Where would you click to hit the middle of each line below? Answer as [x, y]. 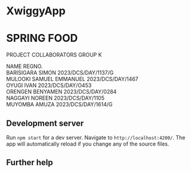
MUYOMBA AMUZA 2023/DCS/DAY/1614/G [59, 104]
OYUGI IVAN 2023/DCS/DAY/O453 [49, 85]
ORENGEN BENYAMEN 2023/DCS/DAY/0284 [61, 92]
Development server [45, 123]
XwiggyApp [36, 11]
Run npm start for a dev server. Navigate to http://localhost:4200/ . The [96, 137]
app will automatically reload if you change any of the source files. [88, 144]
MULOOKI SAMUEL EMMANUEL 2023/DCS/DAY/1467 [72, 79]
